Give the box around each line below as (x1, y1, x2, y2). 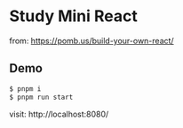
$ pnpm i (9, 84, 42, 94)
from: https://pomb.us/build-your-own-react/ (9, 35, 175, 46)
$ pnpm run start (9, 93, 74, 102)
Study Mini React (9, 6, 138, 26)
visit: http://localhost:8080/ (9, 109, 109, 119)
